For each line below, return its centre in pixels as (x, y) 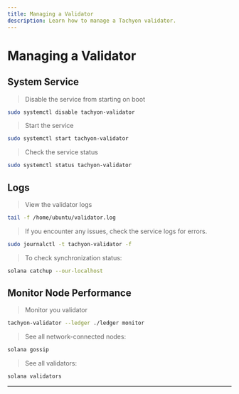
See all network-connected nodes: (75, 337)
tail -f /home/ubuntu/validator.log (62, 218)
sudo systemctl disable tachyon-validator (71, 112)
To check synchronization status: (73, 257)
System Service (43, 82)
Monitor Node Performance (69, 293)
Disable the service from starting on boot (85, 99)
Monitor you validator (56, 310)
